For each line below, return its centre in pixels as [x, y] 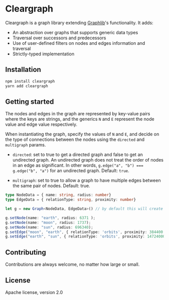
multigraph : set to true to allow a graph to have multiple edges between [87, 180]
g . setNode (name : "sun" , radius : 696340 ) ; [49, 227]
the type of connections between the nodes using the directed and [75, 139]
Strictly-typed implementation [43, 54]
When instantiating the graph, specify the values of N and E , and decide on [82, 134]
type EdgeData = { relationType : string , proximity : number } [71, 200]
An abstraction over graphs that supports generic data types [75, 32]
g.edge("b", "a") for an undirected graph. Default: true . [71, 171]
